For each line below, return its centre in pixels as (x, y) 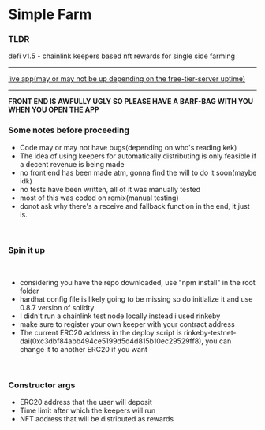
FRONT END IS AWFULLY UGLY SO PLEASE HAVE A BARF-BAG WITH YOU (131, 102)
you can (218, 341)
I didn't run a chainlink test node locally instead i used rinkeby (120, 316)
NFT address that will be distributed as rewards (97, 419)
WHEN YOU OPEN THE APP (54, 110)
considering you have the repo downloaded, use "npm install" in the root (138, 283)
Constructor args (42, 385)
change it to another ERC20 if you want (84, 350)
